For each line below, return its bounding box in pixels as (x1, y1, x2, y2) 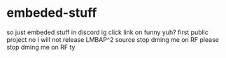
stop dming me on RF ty (6, 43, 76, 51)
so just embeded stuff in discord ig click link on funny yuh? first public (6, 28, 209, 36)
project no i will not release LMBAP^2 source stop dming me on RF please (6, 35, 220, 43)
